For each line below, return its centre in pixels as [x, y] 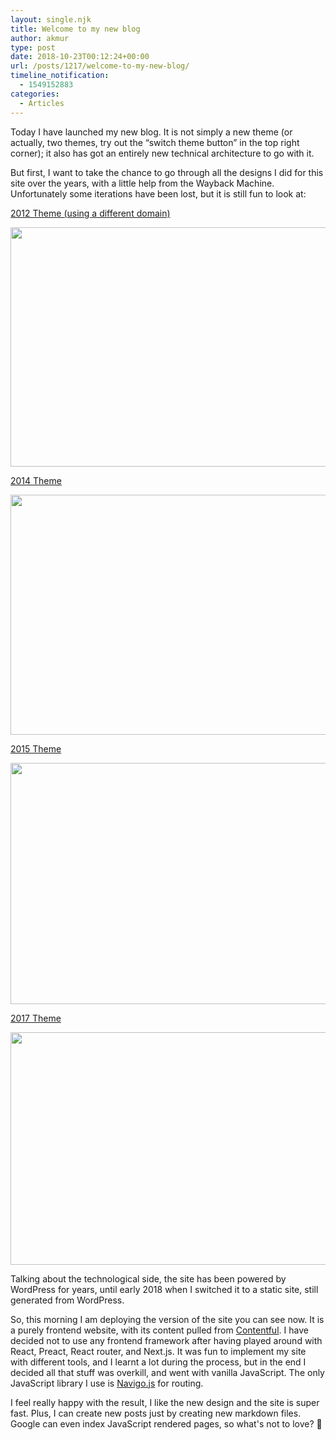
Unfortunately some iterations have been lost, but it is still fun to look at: [158, 193]
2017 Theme [36, 1018]
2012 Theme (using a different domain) [90, 213]
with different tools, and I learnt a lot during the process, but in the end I [158, 1362]
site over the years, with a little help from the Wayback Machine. [142, 183]
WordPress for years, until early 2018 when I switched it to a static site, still [164, 1289]
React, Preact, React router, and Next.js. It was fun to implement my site [158, 1351]
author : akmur [40, 38]
